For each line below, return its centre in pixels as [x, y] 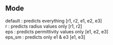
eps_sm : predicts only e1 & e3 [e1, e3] [45, 37]
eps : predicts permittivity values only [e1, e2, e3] [57, 31]
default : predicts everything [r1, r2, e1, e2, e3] [54, 20]
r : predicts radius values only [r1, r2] [44, 26]
